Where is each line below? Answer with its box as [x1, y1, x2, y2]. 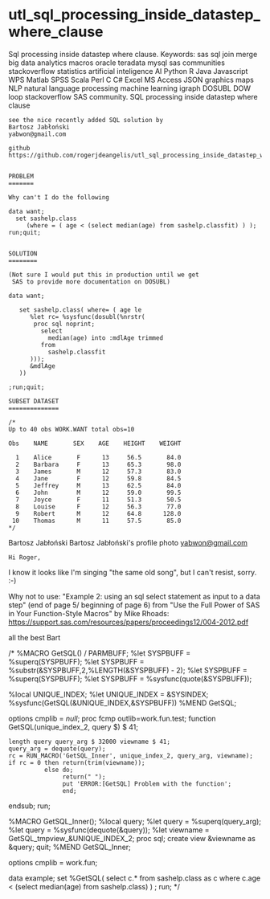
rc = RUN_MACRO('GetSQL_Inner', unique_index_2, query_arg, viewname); [8, 751, 253, 760]
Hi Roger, [8, 553, 42, 562]
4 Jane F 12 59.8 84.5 [15, 474, 182, 483]
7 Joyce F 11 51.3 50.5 [15, 496, 182, 504]
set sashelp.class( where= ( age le [18, 305, 142, 314]
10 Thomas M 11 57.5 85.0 [11, 517, 182, 525]
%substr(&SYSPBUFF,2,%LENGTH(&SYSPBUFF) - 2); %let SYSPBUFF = [8, 665, 247, 675]
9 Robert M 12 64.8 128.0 [15, 509, 182, 517]
